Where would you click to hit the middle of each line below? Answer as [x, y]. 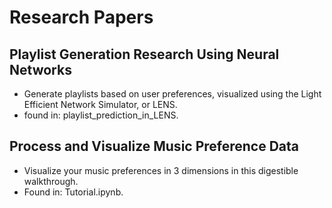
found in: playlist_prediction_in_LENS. [101, 115]
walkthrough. [51, 181]
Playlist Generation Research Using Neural [144, 54]
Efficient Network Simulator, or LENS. [100, 104]
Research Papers [81, 17]
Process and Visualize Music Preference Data [154, 146]
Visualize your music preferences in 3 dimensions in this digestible [161, 170]
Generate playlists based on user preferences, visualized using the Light [172, 94]
